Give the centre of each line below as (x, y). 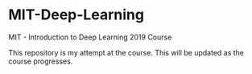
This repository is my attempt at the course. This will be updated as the (126, 52)
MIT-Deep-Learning (76, 15)
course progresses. (41, 61)
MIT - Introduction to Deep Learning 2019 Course (90, 37)
